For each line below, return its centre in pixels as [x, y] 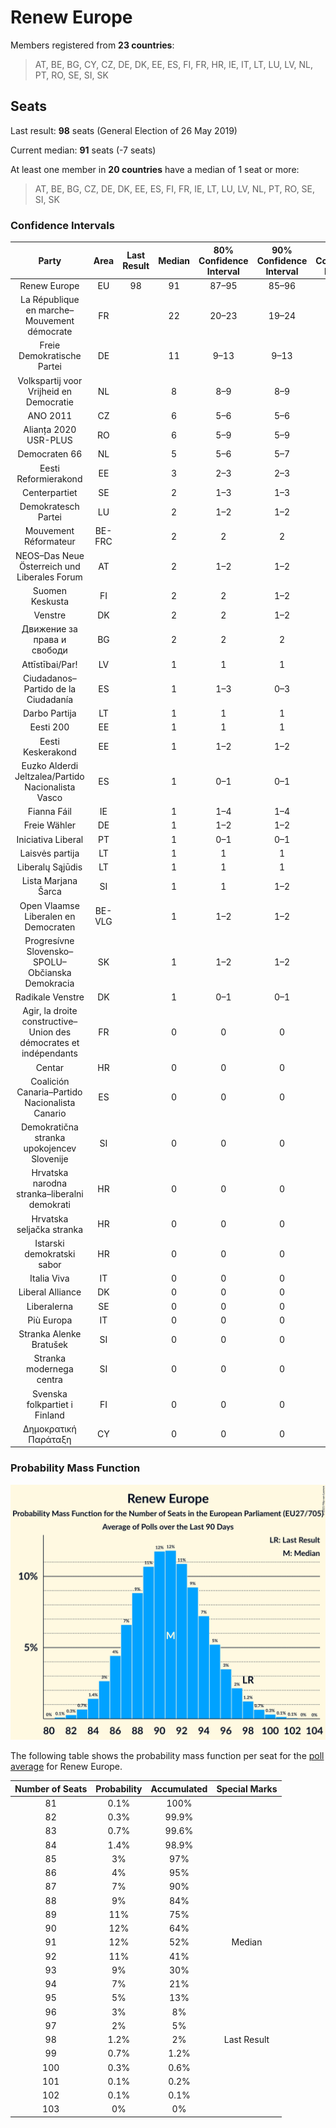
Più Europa [50, 1320]
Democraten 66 [50, 454]
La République [50, 300]
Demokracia [49, 983]
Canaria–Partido [49, 1092]
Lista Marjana [49, 881]
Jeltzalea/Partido [49, 776]
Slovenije [50, 1159]
